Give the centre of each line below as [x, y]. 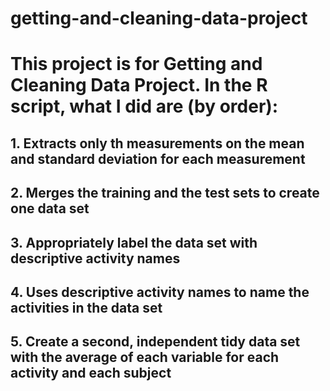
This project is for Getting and [136, 64]
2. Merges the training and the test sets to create [165, 193]
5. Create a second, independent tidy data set [155, 342]
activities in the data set [86, 307]
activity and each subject [91, 373]
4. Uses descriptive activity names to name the [160, 292]
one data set [50, 208]
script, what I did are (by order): [144, 106]
